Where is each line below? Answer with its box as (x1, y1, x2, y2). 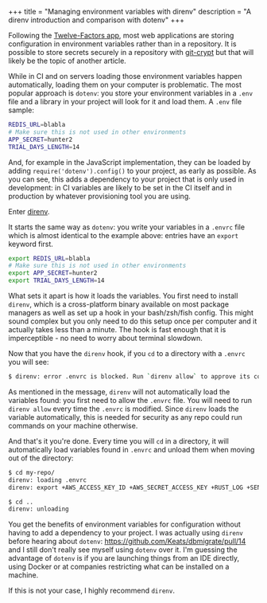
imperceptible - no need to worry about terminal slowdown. (8, 334, 203, 343)
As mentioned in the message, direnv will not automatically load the (8, 386, 230, 397)
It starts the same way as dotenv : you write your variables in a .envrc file (8, 222, 245, 232)
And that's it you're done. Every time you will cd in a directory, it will (8, 436, 229, 445)
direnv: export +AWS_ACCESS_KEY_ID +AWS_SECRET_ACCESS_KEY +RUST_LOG (8, 484, 244, 491)
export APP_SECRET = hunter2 (8, 269, 98, 277)
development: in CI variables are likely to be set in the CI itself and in (8, 182, 232, 192)
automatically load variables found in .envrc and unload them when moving (8, 444, 255, 454)
